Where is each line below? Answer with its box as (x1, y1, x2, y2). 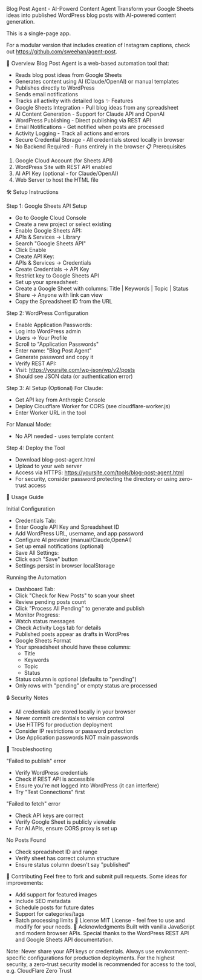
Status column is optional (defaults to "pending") (15, 675, 137, 683)
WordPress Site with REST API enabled (15, 164, 112, 170)
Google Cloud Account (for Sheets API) (15, 157, 113, 164)
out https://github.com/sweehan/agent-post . (6, 48, 118, 55)
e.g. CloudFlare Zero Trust (6, 967, 72, 974)
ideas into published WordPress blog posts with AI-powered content (6, 12, 177, 19)
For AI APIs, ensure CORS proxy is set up (15, 825, 118, 832)
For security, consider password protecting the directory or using (15, 475, 178, 482)
